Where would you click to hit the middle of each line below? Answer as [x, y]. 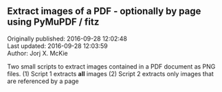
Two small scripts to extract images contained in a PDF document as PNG [111, 66]
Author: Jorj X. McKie [37, 53]
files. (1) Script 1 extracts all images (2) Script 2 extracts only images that [111, 73]
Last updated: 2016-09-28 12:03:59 [57, 46]
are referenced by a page [43, 81]
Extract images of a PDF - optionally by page [104, 11]
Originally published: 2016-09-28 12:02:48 [67, 38]
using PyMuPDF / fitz [53, 22]
